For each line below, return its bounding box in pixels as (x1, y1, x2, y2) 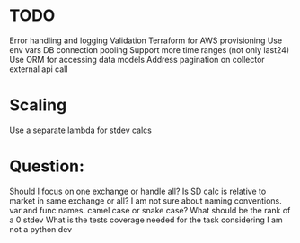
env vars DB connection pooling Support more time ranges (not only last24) (9, 44, 290, 55)
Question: (9, 156, 85, 177)
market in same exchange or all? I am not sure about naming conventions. (9, 195, 282, 206)
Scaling (9, 95, 67, 116)
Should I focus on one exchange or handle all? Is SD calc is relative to (9, 186, 267, 196)
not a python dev (9, 223, 73, 234)
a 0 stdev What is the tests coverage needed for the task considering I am (9, 214, 283, 225)
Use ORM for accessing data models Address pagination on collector (9, 54, 265, 65)
